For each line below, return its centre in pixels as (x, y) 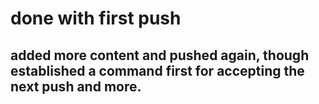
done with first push (96, 18)
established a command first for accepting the (157, 70)
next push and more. (76, 86)
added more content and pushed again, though (160, 55)
